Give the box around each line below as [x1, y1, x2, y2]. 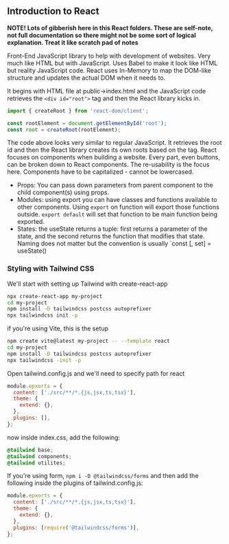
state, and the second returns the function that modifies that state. [16, 232, 205, 240]
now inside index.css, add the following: [7, 433, 121, 442]
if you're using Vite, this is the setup [7, 324, 108, 332]
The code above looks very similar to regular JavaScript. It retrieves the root [7, 139, 222, 147]
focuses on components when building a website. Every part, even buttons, [7, 153, 221, 161]
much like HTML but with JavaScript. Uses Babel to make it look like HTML [7, 58, 218, 67]
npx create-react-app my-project [7, 293, 103, 299]
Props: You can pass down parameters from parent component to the [16, 181, 214, 190]
